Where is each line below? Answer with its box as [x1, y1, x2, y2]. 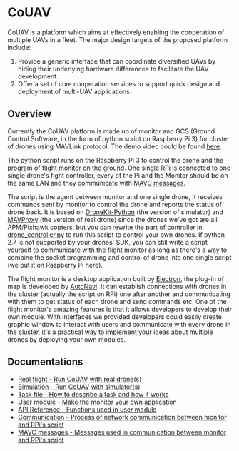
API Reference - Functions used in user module [17, 405, 157, 414]
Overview [7, 108, 52, 120]
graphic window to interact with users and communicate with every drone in [7, 320, 231, 328]
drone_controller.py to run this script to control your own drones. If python [7, 230, 225, 239]
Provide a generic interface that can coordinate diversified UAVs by [17, 56, 216, 65]
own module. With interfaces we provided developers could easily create [7, 312, 223, 321]
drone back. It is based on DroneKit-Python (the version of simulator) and [7, 208, 223, 216]
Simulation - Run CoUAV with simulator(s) [17, 382, 141, 391]
